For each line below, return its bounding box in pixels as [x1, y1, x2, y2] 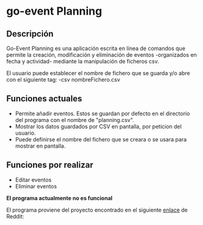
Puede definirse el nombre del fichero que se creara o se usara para [15, 135, 187, 143]
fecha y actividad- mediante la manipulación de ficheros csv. [6, 58, 160, 65]
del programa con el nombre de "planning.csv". [15, 116, 134, 123]
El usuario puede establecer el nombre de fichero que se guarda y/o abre [6, 70, 190, 77]
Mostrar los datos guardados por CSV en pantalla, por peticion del [15, 123, 182, 130]
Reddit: [6, 212, 24, 220]
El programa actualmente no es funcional [6, 194, 113, 202]
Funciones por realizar [6, 160, 93, 170]
